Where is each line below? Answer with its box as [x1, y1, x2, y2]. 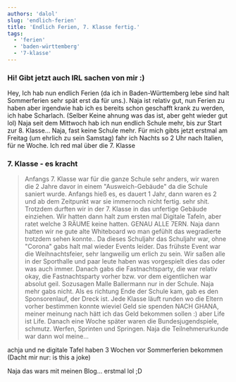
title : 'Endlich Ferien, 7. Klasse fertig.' [7, 23, 140, 30]
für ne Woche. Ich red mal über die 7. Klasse [7, 142, 136, 150]
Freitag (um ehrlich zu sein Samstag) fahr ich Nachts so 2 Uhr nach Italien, [7, 134, 224, 142]
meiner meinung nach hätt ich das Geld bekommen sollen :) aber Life [24, 309, 225, 318]
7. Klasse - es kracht [7, 159, 78, 169]
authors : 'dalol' [7, 10, 58, 18]
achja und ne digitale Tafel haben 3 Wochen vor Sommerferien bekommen [7, 346, 223, 355]
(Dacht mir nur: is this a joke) [7, 353, 91, 362]
